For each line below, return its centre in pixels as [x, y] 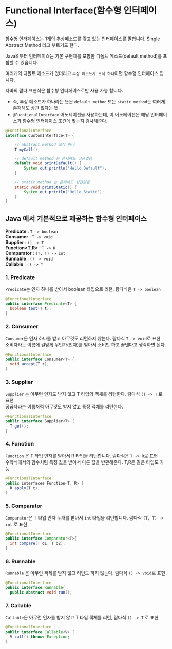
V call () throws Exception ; [40, 637]
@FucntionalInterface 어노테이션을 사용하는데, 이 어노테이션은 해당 [81, 114]
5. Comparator [24, 506]
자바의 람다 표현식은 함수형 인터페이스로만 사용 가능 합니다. [64, 90]
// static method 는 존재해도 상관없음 [52, 182]
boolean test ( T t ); [31, 309]
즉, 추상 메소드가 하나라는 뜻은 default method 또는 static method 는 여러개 [89, 101]
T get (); [19, 426]
